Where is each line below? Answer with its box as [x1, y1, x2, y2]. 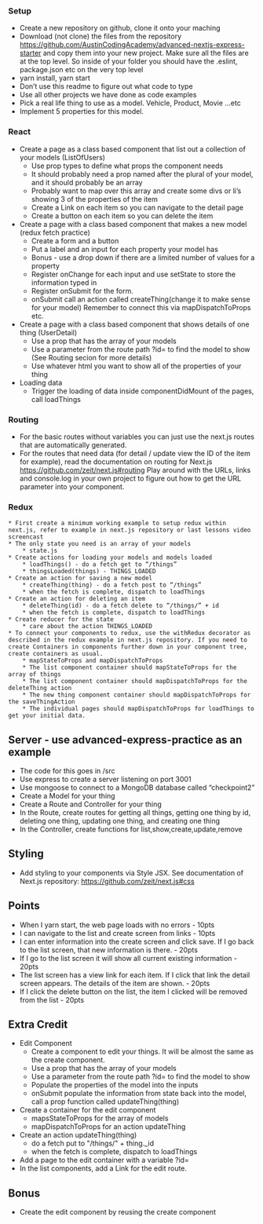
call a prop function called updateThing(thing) [31, 1097, 180, 1106]
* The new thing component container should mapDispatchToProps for [22, 691, 251, 700]
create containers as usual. [8, 650, 104, 658]
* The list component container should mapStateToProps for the [22, 663, 237, 672]
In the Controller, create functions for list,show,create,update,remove [19, 824, 243, 834]
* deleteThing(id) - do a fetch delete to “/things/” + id [22, 602, 220, 610]
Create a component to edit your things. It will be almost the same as [31, 1047, 254, 1057]
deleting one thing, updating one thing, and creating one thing [19, 817, 221, 825]
